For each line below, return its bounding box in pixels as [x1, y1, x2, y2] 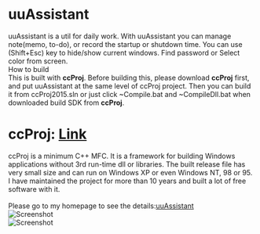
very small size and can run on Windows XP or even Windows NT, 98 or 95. [8, 167, 253, 177]
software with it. [8, 184, 60, 193]
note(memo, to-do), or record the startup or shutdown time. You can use [8, 39, 243, 49]
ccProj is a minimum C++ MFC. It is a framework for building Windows [8, 151, 236, 160]
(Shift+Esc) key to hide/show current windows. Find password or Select [8, 48, 240, 57]
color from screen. [8, 56, 68, 66]
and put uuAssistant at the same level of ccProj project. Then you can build [8, 81, 251, 91]
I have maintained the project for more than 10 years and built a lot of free [8, 176, 247, 185]
